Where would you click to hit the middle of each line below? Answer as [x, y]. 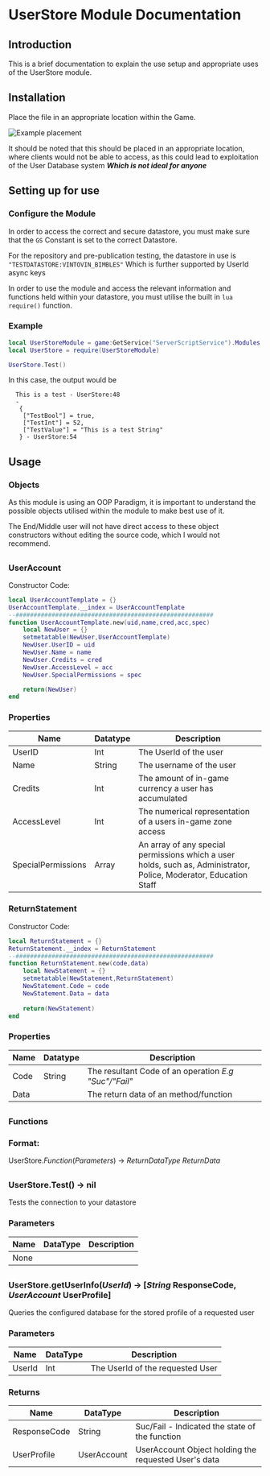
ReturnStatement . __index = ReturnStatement [82, 949]
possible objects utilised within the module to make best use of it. [117, 511]
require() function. [40, 305]
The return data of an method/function [160, 1094]
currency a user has [176, 788]
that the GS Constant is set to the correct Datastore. [93, 240]
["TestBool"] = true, [59, 416]
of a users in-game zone [185, 821]
